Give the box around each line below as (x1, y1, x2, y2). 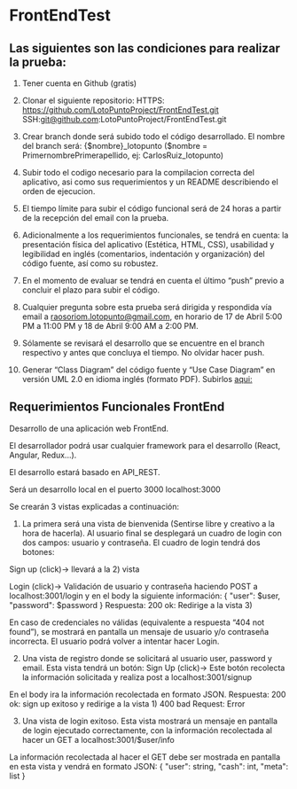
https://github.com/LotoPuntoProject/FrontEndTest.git (21, 105, 219, 115)
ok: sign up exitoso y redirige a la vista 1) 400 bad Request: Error (9, 698, 246, 709)
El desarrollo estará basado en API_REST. (9, 466, 161, 477)
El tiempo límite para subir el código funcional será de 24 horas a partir (21, 203, 282, 214)
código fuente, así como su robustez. (21, 258, 159, 269)
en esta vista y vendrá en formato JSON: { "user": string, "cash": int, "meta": (9, 761, 289, 771)
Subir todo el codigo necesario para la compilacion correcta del (21, 168, 255, 177)
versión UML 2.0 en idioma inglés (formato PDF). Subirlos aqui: (21, 374, 253, 384)
